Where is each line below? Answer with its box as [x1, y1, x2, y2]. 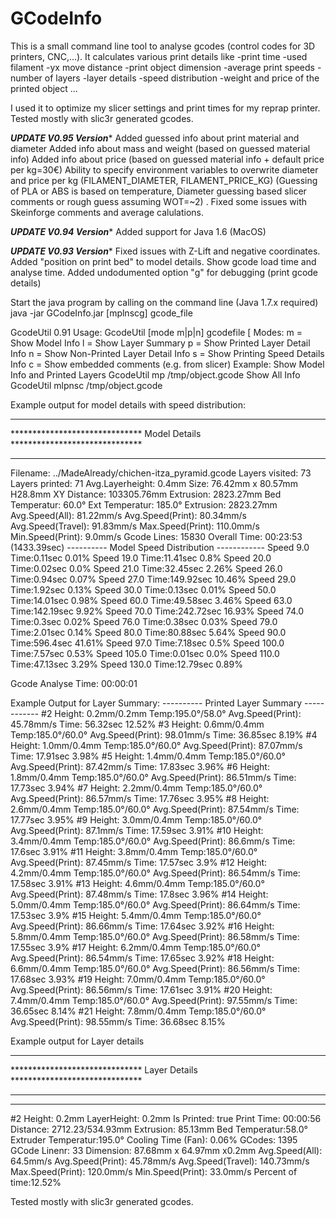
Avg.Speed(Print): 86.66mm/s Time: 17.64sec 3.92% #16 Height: [10, 920, 275, 932]
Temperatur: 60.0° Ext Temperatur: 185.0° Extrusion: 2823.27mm [10, 498, 278, 511]
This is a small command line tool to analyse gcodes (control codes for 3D [10, 40, 316, 52]
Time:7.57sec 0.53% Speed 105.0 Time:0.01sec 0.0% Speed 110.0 [10, 647, 280, 659]
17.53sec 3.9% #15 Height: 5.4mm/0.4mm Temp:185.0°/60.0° [10, 909, 262, 921]
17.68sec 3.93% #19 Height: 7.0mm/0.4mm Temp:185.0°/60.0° [10, 973, 266, 985]
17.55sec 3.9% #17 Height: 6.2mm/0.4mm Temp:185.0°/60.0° [10, 941, 261, 953]
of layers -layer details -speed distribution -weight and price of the [44, 72, 320, 84]
